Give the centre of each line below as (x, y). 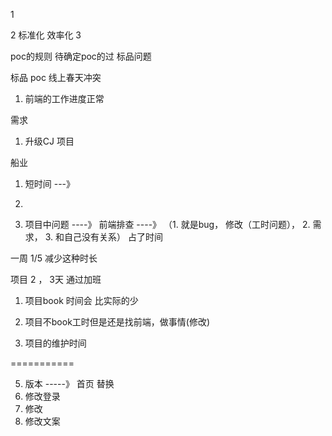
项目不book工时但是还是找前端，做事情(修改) (117, 322)
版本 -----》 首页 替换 (69, 383)
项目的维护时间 (55, 343)
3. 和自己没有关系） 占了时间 (103, 237)
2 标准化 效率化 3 (46, 35)
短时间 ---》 (50, 183)
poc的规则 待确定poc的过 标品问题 (81, 56)
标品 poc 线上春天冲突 (56, 77)
